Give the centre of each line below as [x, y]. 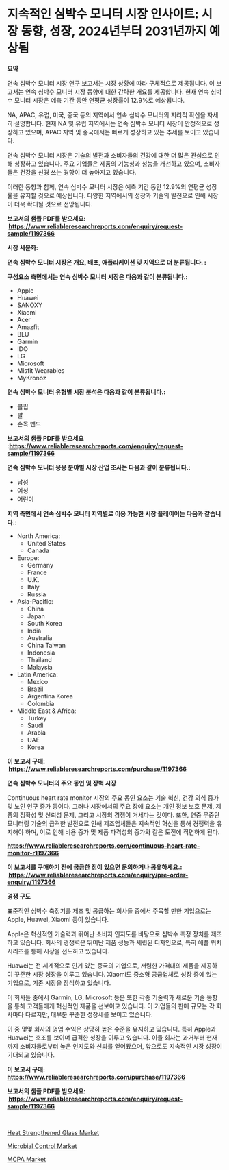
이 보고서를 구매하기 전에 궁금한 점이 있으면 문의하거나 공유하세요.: [95, 867]
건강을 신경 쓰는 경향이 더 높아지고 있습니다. [78, 172]
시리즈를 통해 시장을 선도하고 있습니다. [58, 951]
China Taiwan [46, 645]
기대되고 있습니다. [31, 1055]
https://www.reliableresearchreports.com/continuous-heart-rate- [104, 845]
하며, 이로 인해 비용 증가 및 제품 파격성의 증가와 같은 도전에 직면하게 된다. [122, 832]
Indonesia [41, 653]
